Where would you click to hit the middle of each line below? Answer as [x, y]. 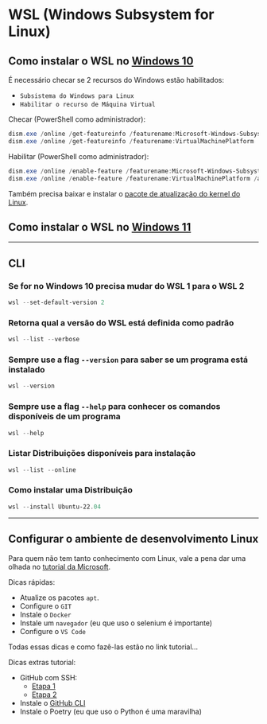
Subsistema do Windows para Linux [77, 96]
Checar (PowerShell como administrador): [77, 119]
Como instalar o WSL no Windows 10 [101, 61]
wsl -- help [26, 433]
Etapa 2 [44, 695]
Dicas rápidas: [32, 582]
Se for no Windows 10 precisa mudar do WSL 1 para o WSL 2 [126, 286]
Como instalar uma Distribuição [71, 490]
